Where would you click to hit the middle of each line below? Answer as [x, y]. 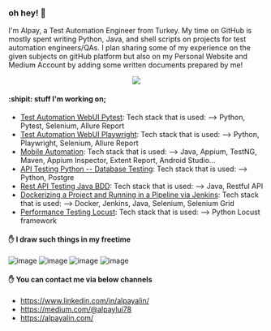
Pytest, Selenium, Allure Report [72, 126]
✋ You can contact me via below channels [80, 280]
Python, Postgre [47, 177]
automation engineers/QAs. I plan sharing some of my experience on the [130, 48]
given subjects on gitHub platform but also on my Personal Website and [128, 57]
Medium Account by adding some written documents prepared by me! [126, 65]
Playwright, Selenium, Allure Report [80, 143]
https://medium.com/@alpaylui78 [76, 309]
